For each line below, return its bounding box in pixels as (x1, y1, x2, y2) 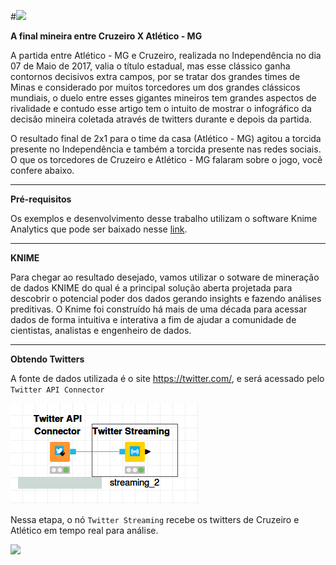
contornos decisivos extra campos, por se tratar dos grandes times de (10, 71, 301, 82)
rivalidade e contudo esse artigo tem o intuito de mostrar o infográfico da (10, 103, 312, 114)
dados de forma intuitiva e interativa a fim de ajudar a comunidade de (10, 314, 297, 325)
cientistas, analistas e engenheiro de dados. (10, 325, 192, 336)
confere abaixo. (10, 165, 75, 176)
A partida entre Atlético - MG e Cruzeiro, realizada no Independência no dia (10, 50, 322, 61)
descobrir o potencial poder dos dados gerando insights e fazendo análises (10, 293, 322, 304)
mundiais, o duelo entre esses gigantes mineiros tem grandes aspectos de (10, 92, 317, 104)
